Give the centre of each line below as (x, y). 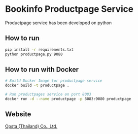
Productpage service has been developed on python (58, 23)
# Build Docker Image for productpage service (54, 81)
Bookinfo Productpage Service (69, 9)
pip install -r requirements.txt (39, 50)
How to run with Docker (42, 69)
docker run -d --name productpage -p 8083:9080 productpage (68, 99)
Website (18, 114)
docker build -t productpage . (37, 85)
